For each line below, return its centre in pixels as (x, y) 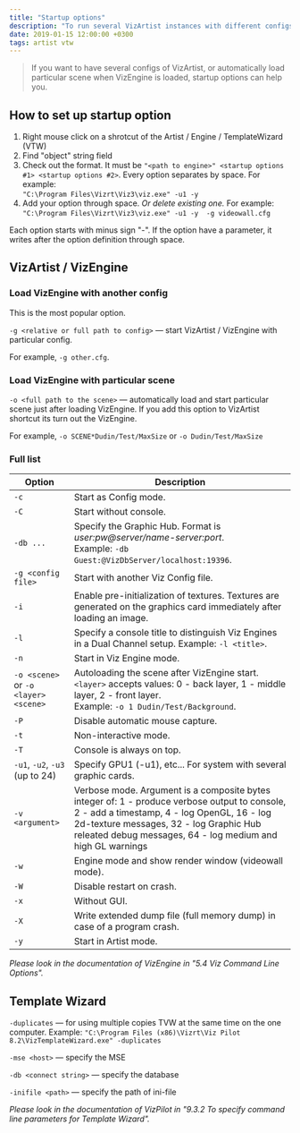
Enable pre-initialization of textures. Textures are (176, 596)
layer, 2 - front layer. (117, 695)
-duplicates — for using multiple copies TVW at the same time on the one (145, 1023)
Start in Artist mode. (116, 941)
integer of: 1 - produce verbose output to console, (180, 802)
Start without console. (120, 512)
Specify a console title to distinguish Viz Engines (175, 633)
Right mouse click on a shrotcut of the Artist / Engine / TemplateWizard (153, 137)
